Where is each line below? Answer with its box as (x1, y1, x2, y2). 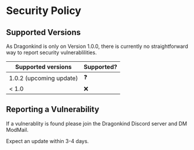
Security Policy (6, 4, 82, 18)
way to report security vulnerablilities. (6, 49, 97, 56)
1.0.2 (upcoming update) (9, 74, 78, 82)
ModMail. (6, 126, 29, 133)
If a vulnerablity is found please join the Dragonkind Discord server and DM (6, 120, 188, 127)
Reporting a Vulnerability (6, 104, 99, 114)
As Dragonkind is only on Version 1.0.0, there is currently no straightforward (6, 43, 188, 50)
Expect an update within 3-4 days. (6, 137, 89, 144)
